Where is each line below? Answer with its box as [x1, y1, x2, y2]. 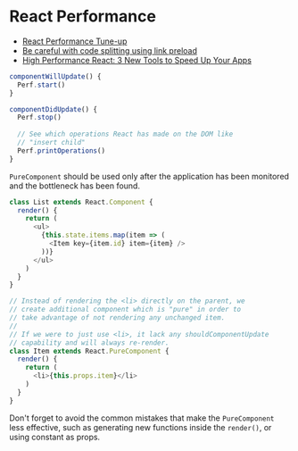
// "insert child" [17, 138, 87, 147]
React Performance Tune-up [21, 36, 128, 46]
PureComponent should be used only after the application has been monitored [9, 171, 290, 181]
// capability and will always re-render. [9, 338, 170, 347]
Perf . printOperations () [17, 146, 105, 155]
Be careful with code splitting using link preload [21, 45, 198, 55]
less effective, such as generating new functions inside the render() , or [9, 422, 272, 432]
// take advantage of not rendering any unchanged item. [9, 313, 226, 322]
